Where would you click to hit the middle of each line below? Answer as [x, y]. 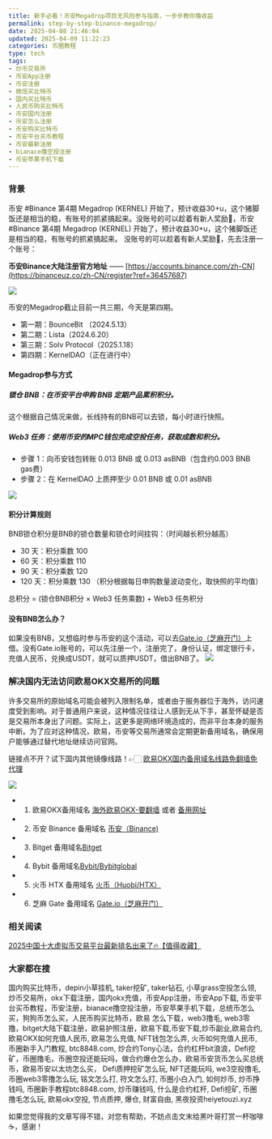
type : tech [27, 54]
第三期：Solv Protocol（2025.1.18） [79, 345]
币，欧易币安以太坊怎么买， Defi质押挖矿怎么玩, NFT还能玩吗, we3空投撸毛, [135, 1069]
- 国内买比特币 [30, 99]
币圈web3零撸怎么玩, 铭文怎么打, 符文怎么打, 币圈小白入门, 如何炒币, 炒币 [131, 1079]
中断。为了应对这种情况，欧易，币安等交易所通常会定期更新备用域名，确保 [132, 731]
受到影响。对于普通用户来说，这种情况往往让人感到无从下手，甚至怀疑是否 [139, 711]
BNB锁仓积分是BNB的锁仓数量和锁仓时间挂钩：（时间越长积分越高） [121, 534]
